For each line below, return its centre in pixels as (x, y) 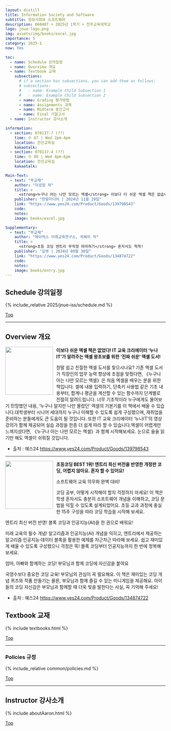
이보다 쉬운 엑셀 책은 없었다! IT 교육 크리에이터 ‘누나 (107, 350)
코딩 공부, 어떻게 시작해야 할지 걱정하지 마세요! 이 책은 (110, 492)
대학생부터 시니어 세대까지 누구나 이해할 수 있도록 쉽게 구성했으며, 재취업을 (89, 412)
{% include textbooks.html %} (37, 628)
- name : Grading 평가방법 (44, 100)
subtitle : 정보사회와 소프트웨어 (35, 19)
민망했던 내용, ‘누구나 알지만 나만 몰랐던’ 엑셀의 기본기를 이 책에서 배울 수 (83, 406)
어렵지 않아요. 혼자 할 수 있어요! (94, 470)
